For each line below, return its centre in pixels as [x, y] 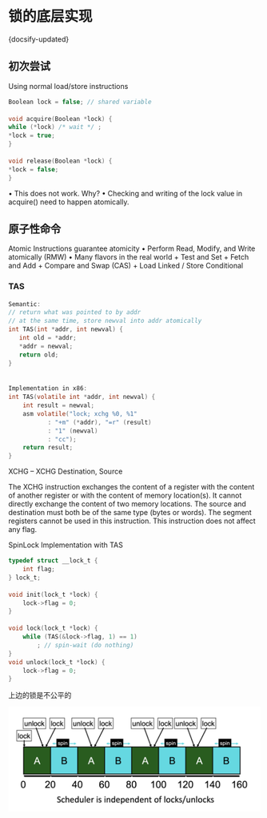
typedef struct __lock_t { [53, 561]
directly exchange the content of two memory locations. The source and [127, 504]
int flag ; [39, 570]
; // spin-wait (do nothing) [86, 645]
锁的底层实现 [51, 16]
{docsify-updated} [39, 39]
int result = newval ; [58, 405]
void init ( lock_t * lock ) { [53, 594]
